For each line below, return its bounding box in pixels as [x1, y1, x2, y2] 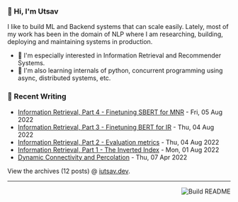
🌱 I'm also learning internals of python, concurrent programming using [17, 67, 223, 75]
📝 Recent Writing [7, 91, 67, 101]
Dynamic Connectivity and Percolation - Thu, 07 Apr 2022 [17, 152, 188, 162]
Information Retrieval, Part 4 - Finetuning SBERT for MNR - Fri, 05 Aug [17, 108, 223, 116]
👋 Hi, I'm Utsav [7, 6, 59, 16]
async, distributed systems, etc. [17, 74, 111, 82]
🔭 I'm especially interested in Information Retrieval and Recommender [17, 51, 222, 60]
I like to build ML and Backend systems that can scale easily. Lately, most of [7, 23, 229, 31]
